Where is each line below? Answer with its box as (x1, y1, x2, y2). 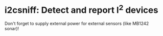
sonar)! (4, 26, 19, 32)
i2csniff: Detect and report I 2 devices (4, 3, 159, 16)
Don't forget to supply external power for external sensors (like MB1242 (4, 21, 149, 26)
